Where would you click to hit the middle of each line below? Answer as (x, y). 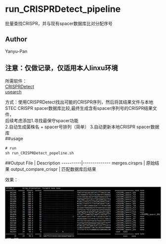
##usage (14, 138)
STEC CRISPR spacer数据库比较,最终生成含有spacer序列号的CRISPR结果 (79, 108)
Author (16, 39)
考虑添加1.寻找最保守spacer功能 (46, 120)
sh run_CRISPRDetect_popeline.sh (40, 153)
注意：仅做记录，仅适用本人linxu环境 (62, 68)
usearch (14, 92)
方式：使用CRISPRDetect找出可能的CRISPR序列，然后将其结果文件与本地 (79, 102)
